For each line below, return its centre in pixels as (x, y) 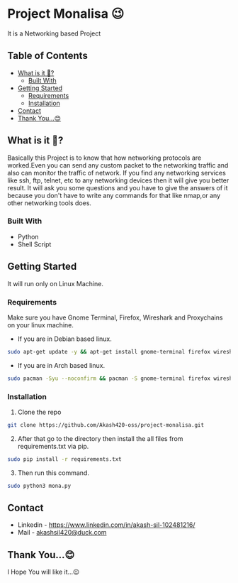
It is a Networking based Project (54, 33)
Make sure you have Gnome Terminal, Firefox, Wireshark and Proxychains (115, 317)
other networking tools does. (50, 203)
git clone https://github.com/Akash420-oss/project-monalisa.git (106, 425)
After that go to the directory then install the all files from (100, 438)
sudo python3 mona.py (39, 486)
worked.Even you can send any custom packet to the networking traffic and (118, 165)
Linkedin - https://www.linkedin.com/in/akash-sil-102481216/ (106, 525)
